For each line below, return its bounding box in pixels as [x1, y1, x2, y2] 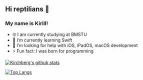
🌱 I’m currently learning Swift [12, 37, 72, 43]
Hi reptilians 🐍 [5, 5, 49, 13]
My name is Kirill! [5, 20, 48, 27]
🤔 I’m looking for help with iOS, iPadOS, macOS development [12, 42, 138, 48]
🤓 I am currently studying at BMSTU [12, 31, 87, 37]
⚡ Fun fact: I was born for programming [12, 48, 94, 54]
